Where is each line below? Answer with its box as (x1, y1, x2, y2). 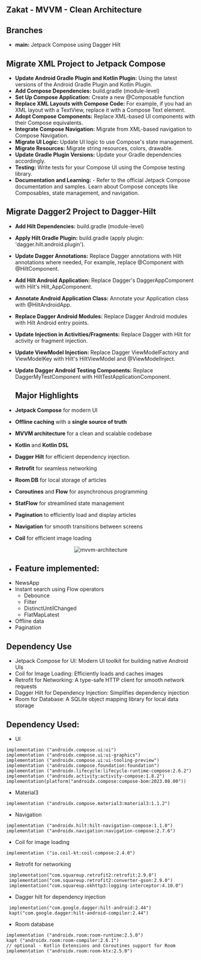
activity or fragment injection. (14, 337, 88, 344)
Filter (23, 599, 37, 606)
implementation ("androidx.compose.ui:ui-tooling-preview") (6, 758, 160, 764)
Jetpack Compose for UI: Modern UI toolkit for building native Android (14, 657, 188, 665)
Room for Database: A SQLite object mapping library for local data (14, 696, 179, 703)
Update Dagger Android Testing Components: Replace (14, 366, 154, 374)
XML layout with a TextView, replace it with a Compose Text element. (14, 106, 186, 113)
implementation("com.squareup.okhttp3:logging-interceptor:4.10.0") (8, 883, 184, 889)
